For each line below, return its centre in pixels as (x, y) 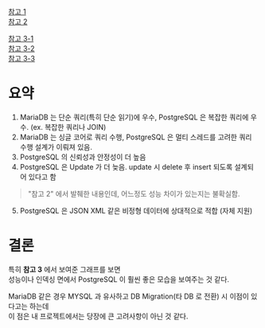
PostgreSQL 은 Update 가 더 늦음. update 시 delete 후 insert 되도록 (126, 166)
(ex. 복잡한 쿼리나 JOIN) (68, 127)
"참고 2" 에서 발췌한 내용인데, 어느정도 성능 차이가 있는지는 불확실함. (134, 193)
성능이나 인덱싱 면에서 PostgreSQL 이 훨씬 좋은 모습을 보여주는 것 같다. (119, 279)
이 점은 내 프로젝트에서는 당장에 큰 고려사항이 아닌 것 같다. (98, 316)
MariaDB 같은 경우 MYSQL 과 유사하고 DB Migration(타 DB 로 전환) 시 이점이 (129, 296)
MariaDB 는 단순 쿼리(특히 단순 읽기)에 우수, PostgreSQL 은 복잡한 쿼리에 (134, 117)
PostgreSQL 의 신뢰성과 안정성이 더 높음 (83, 157)
